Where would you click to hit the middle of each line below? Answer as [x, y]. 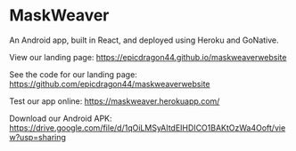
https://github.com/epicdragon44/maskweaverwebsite [110, 83]
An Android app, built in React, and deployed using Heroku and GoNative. [144, 40]
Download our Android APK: [61, 118]
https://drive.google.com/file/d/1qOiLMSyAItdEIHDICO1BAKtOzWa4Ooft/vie [148, 127]
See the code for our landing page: [74, 74]
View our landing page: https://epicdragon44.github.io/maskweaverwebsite [148, 57]
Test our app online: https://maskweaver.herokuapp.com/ [115, 101]
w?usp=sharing [38, 137]
